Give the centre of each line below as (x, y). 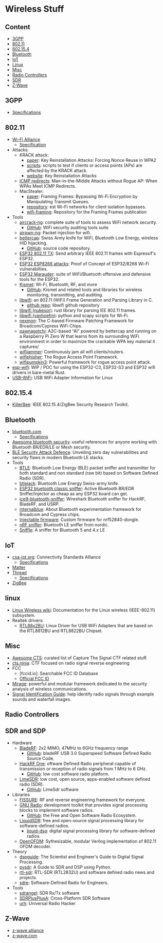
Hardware (22, 743)
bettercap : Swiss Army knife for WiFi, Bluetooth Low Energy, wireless (89, 238)
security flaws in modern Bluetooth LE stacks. (58, 458)
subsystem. (24, 615)
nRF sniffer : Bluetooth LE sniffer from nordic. (64, 525)
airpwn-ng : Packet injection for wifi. (55, 232)
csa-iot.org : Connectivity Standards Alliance (56, 557)
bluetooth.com (27, 432)
